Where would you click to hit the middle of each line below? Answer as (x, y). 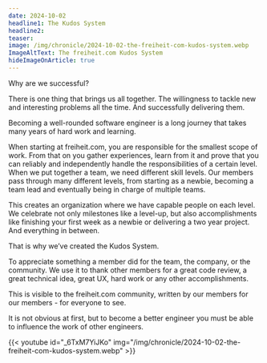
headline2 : (26, 30)
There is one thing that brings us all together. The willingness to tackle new (132, 99)
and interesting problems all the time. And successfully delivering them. (127, 107)
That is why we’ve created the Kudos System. (84, 246)
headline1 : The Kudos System (57, 23)
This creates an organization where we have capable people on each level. (132, 204)
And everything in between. (54, 230)
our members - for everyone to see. (67, 302)
